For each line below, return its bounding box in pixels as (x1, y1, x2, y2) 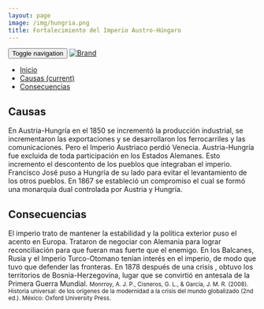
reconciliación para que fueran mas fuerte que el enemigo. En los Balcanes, (8, 246, 255, 254)
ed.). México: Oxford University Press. (8, 294, 112, 302)
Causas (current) (19, 73, 75, 83)
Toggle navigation (12, 49, 64, 58)
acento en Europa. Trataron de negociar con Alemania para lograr (8, 237, 221, 246)
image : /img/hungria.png (8, 19, 90, 27)
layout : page (8, 11, 51, 20)
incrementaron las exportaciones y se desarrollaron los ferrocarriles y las (8, 134, 246, 144)
